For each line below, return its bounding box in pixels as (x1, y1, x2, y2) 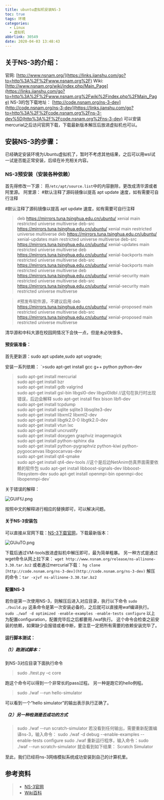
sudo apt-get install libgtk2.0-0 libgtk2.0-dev (17, 417, 108, 423)
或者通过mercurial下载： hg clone (32, 562, 100, 568)
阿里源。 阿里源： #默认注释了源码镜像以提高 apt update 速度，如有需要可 (5, 189, 155, 195)
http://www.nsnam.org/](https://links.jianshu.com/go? (18, 72, 126, 78)
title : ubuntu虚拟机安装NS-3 (5, 7, 61, 12)
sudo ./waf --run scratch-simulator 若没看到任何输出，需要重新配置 (17, 725, 153, 731)
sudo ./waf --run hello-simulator (17, 689, 82, 695)
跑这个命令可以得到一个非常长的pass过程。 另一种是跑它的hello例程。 (5, 680, 146, 686)
